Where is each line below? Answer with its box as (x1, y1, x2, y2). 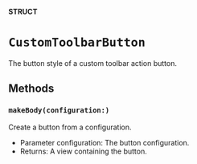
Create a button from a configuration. (8, 122, 132, 132)
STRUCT (8, 7, 38, 16)
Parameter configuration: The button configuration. (19, 137, 190, 147)
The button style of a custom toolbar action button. (8, 58, 177, 68)
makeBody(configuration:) (8, 106, 110, 115)
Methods (8, 82, 55, 96)
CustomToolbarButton (8, 35, 146, 51)
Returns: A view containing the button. (19, 146, 147, 156)
